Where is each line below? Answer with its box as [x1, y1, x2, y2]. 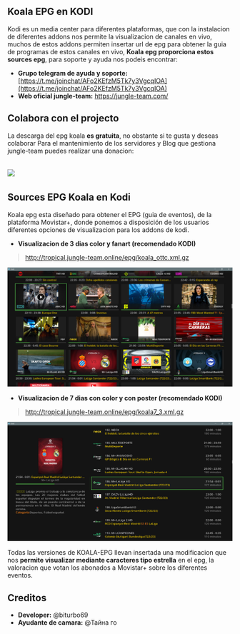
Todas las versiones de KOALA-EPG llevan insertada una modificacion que [7, 548, 227, 557]
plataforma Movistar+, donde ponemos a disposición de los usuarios [7, 218, 209, 226]
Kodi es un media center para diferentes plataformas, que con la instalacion [7, 24, 230, 33]
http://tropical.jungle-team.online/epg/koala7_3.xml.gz [24, 407, 184, 416]
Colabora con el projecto [7, 112, 119, 124]
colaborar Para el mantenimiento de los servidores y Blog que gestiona [7, 139, 216, 147]
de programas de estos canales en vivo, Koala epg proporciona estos [7, 47, 214, 56]
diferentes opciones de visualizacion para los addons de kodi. [7, 225, 189, 234]
